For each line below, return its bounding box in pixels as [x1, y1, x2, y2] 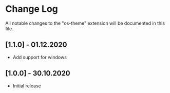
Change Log [5, 3, 58, 15]
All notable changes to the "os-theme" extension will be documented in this [5, 20, 165, 26]
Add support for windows [12, 54, 67, 60]
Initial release [12, 83, 41, 89]
